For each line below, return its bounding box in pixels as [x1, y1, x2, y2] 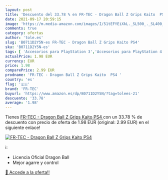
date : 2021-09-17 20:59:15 [5, 16, 61, 21]
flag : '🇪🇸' [5, 81, 30, 86]
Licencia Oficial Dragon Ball [12, 154, 69, 160]
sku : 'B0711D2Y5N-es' [5, 44, 50, 49]
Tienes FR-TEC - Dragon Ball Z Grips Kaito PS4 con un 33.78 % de [5, 114, 142, 120]
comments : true [5, 26, 37, 31]
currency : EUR [5, 58, 35, 63]
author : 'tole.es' [5, 35, 43, 40]
